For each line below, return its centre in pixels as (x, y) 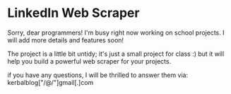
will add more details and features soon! (66, 40)
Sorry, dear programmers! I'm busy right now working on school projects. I (116, 33)
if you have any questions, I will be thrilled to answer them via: (98, 75)
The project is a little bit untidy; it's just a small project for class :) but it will (116, 54)
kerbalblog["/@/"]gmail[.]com (51, 82)
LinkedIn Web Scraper (73, 13)
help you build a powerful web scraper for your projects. (89, 61)
